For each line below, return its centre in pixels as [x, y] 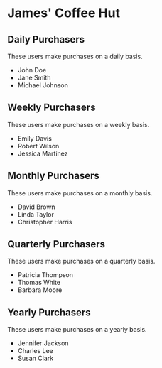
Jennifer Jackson [43, 343]
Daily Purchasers [46, 39]
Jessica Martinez [43, 153]
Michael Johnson [43, 85]
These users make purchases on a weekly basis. [79, 124]
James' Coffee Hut [64, 13]
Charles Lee [35, 351]
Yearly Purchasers [49, 312]
